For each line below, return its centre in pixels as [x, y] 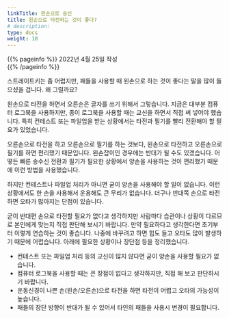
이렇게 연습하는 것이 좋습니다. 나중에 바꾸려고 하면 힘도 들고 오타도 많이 [109, 233]
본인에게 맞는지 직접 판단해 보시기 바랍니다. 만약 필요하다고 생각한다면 [107, 225]
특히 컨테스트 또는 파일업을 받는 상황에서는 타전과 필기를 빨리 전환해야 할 [118, 121]
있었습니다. [35, 130]
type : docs [23, 32]
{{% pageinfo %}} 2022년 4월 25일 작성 [62, 59]
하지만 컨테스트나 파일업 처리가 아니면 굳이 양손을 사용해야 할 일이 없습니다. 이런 [114, 185]
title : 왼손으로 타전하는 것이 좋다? [52, 20]
